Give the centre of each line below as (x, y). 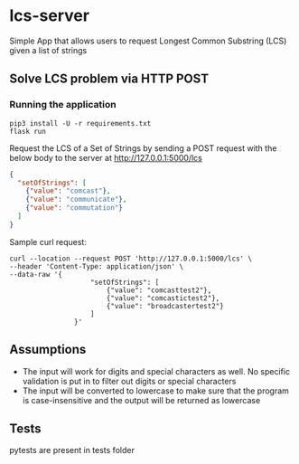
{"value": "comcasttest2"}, (159, 290)
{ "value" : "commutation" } (75, 208)
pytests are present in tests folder (72, 450)
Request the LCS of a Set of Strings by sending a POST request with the (143, 148)
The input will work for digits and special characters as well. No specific (156, 371)
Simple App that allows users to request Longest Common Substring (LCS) (148, 41)
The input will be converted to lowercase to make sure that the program (155, 391)
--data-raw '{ (36, 274)
